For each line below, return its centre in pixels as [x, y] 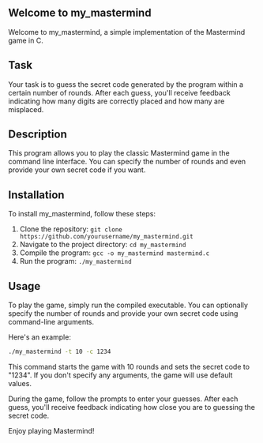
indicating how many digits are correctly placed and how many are [116, 101]
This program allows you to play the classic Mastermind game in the [119, 153]
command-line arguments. [51, 322]
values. [20, 383]
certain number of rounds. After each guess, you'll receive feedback [119, 92]
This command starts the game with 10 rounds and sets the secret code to [129, 366]
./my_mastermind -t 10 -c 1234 [60, 352]
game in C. [26, 40]
